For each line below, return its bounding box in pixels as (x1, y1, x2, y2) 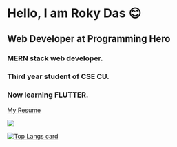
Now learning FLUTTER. (7, 90, 89, 100)
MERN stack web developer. (7, 54, 103, 63)
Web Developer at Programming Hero (7, 33, 171, 45)
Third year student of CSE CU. (7, 71, 110, 81)
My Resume (7, 106, 41, 114)
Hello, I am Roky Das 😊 (7, 5, 142, 21)
